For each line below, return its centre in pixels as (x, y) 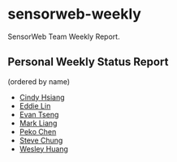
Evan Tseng (39, 114)
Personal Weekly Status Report (88, 62)
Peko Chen (38, 131)
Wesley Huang (43, 149)
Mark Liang (38, 123)
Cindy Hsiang (42, 97)
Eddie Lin (35, 105)
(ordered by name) (39, 81)
